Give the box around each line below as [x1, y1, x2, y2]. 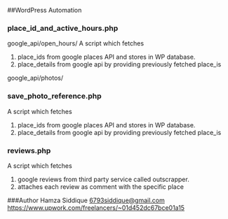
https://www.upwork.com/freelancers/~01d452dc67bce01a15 [7, 203, 185, 212]
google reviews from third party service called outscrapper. [17, 175, 189, 183]
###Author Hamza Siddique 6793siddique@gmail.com [7, 196, 165, 204]
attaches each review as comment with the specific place [17, 182, 185, 191]
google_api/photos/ [7, 73, 64, 83]
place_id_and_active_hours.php [7, 23, 119, 33]
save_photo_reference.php [7, 91, 102, 101]
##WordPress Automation [7, 6, 82, 14]
